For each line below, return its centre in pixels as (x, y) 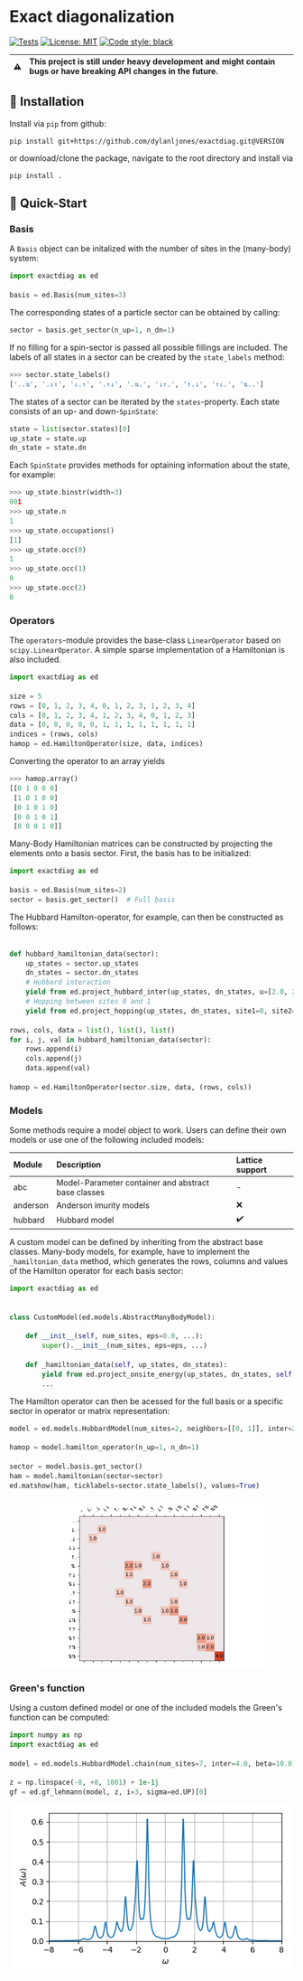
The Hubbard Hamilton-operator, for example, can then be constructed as (147, 917)
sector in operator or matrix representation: (90, 1410)
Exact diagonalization (92, 17)
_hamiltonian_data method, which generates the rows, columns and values (149, 1261)
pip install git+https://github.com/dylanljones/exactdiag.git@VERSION (147, 141)
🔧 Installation (47, 102)
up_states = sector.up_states (83, 963)
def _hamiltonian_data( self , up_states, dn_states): (127, 1364)
